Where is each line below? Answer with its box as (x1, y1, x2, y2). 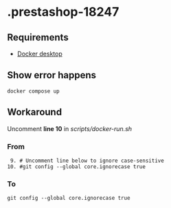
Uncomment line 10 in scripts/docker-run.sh (7, 124, 133, 132)
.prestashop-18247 (7, 4, 119, 20)
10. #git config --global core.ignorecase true (7, 163, 146, 170)
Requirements (7, 32, 69, 43)
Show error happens (7, 69, 96, 81)
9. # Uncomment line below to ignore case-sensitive (10, 157, 165, 164)
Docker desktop (16, 49, 63, 58)
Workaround (7, 106, 62, 118)
